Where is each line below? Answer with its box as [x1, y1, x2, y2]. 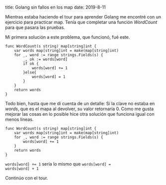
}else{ [23, 70, 37, 75]
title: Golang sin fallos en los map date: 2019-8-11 [5, 4, 106, 10]
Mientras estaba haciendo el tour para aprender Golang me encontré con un [5, 14, 162, 19]
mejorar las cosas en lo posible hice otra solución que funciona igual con [5, 111, 155, 117]
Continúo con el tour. [5, 175, 48, 181]
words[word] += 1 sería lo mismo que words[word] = [5, 161, 111, 167]
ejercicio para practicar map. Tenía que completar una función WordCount [5, 19, 158, 25]
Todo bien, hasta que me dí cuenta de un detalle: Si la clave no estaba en [5, 101, 155, 106]
